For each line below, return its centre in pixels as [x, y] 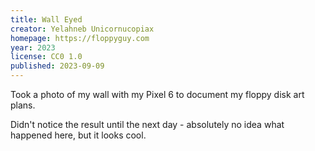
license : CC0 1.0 [46, 57]
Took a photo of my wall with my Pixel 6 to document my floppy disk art [157, 94]
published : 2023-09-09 [57, 66]
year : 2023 [33, 47]
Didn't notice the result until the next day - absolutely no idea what [147, 124]
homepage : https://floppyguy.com [80, 38]
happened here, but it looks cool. [78, 135]
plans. [23, 105]
